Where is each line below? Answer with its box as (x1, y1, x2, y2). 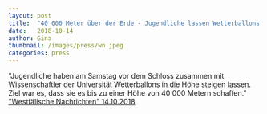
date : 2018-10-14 (8, 26, 74, 35)
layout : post (8, 11, 52, 20)
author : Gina (8, 34, 52, 43)
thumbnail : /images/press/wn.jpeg (8, 42, 124, 50)
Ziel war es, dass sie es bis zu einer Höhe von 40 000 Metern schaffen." (8, 88, 247, 97)
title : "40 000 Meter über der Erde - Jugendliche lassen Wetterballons (8, 19, 261, 27)
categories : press (8, 49, 70, 57)
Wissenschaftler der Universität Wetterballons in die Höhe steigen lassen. (8, 79, 251, 89)
